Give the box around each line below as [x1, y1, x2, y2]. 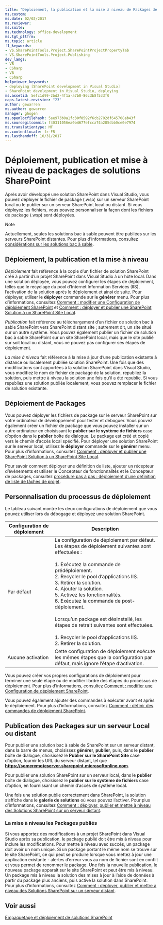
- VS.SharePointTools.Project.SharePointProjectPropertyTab [5, 48, 130, 53]
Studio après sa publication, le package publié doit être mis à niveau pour [5, 836, 152, 842]
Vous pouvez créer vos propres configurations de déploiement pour [5, 672, 141, 678]
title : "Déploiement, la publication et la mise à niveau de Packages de [5, 7, 158, 12]
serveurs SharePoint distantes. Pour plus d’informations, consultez [5, 236, 138, 242]
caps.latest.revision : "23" [5, 98, 62, 103]
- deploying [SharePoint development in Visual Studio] [5, 84, 120, 89]
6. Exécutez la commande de [54, 597, 121, 604]
